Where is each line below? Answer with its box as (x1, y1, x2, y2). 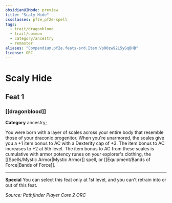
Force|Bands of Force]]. (5, 162, 56, 168)
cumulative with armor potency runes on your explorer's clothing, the (5, 151, 152, 157)
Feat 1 (5, 93, 25, 101)
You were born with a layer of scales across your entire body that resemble (5, 129, 164, 136)
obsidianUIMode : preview (5, 7, 58, 13)
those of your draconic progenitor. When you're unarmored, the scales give (5, 135, 165, 141)
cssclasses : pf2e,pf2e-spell (5, 17, 68, 22)
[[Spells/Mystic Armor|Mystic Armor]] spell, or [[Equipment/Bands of (5, 156, 151, 163)
